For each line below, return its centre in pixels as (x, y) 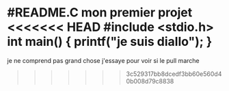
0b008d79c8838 (150, 81)
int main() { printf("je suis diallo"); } (110, 42)
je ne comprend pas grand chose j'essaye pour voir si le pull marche (103, 60)
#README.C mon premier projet (100, 13)
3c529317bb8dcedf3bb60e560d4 (174, 74)
